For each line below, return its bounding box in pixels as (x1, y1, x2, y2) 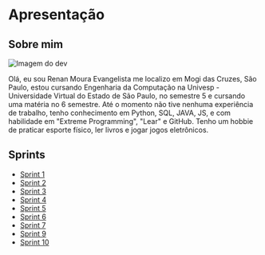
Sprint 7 (19, 220, 46, 229)
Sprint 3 (19, 186, 46, 196)
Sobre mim (8, 38, 64, 51)
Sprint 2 (19, 177, 46, 187)
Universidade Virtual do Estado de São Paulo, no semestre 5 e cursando (8, 91, 246, 101)
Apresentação (8, 6, 105, 24)
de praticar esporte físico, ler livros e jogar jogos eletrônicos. (8, 126, 209, 134)
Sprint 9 (19, 229, 46, 238)
